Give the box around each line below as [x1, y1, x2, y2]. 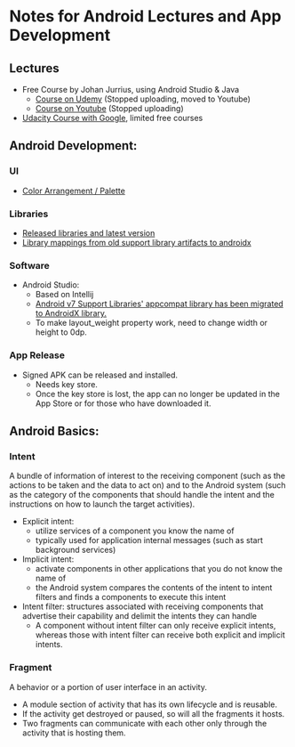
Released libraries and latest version [21, 227, 155, 238]
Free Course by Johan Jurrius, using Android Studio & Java [21, 85, 240, 94]
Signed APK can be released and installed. [21, 369, 179, 380]
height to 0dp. [35, 327, 87, 337]
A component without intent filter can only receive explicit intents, [35, 621, 276, 631]
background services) [35, 545, 116, 556]
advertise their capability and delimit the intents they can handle [21, 611, 258, 621]
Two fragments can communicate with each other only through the [21, 718, 267, 728]
